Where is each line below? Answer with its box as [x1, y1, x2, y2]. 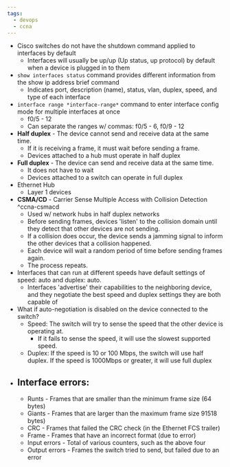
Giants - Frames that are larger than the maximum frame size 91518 [27, 409, 218, 417]
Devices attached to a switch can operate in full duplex [27, 174, 183, 182]
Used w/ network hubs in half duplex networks [27, 210, 160, 218]
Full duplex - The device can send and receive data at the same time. [16, 159, 214, 167]
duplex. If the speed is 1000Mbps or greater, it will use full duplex [27, 356, 212, 365]
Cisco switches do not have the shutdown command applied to [16, 42, 196, 50]
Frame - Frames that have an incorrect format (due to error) [27, 431, 196, 439]
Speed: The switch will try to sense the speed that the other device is [27, 320, 224, 328]
